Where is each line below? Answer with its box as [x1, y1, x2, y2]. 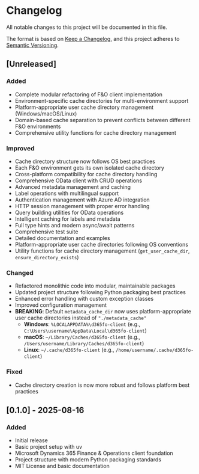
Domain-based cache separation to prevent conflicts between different [14, 116, 191, 123]
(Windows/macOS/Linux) [14, 109, 77, 117]
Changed [6, 268, 34, 277]
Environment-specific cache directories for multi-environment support [14, 97, 189, 104]
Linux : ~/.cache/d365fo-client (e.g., [23, 346, 115, 354]
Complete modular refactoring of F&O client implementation [14, 91, 163, 98]
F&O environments [14, 123, 61, 130]
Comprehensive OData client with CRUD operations [14, 177, 143, 184]
